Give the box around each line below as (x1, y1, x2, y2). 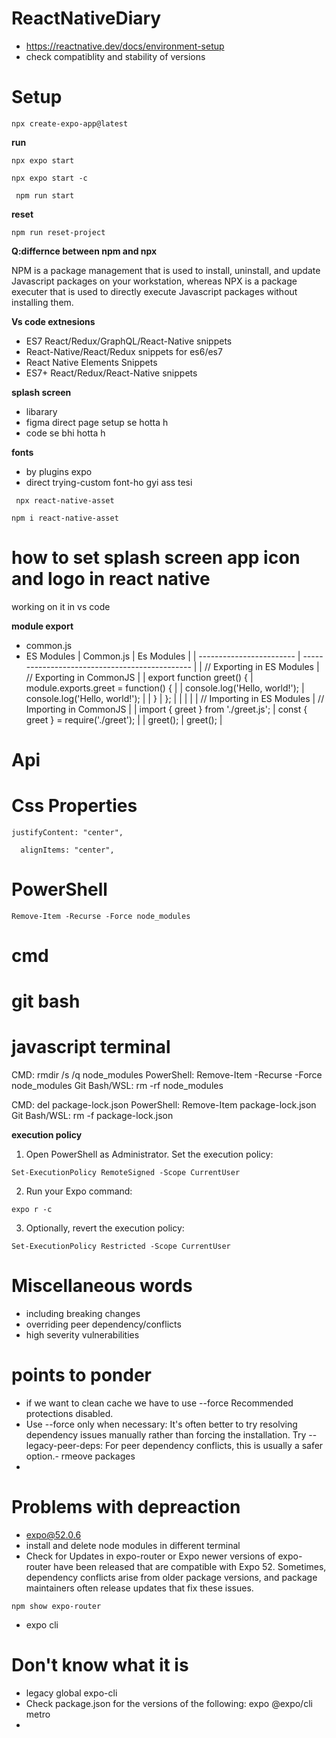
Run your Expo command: (25, 1185, 133, 1197)
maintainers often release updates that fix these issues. (25, 1582, 254, 1594)
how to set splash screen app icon (11, 547, 301, 569)
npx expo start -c (11, 173, 88, 183)
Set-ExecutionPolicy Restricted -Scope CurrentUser (11, 1242, 231, 1252)
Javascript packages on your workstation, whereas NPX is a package (11, 275, 298, 287)
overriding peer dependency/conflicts (25, 1318, 182, 1331)
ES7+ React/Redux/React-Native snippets (25, 367, 198, 379)
